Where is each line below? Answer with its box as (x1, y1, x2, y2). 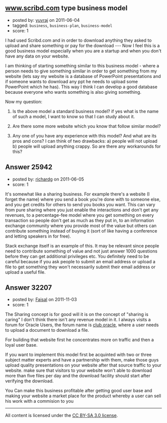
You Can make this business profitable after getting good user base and (5, 388, 153, 394)
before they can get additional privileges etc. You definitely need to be (5, 253, 149, 259)
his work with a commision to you (5, 398, 74, 404)
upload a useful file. (5, 269, 46, 275)
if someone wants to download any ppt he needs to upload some (5, 78, 138, 84)
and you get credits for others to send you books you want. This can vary (5, 201, 156, 207)
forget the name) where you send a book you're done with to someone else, (5, 196, 161, 202)
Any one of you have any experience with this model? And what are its (12, 132, 157, 138)
